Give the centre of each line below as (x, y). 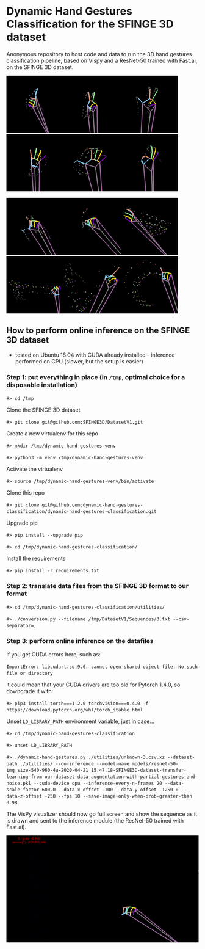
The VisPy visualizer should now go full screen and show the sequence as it (102, 814)
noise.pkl (19, 783)
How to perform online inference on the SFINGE (98, 331)
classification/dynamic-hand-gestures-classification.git (81, 512)
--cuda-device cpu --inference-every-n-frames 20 (98, 783)
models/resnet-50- (155, 764)
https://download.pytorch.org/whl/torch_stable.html (75, 710)
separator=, (21, 626)
